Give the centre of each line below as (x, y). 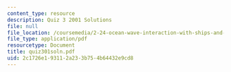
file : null (23, 26)
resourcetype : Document (41, 45)
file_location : (29, 33)
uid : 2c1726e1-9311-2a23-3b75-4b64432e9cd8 (70, 58)
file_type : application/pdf (47, 39)
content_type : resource (41, 13)
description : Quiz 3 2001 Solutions (59, 20)
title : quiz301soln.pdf (41, 52)
